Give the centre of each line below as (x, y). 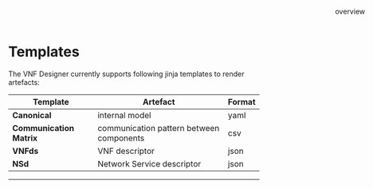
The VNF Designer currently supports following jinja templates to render (126, 74)
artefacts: (24, 82)
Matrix (25, 138)
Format (241, 102)
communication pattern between (159, 128)
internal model (124, 115)
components (121, 138)
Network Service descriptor (149, 163)
